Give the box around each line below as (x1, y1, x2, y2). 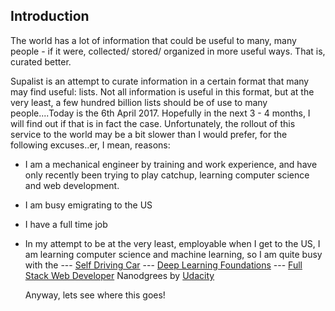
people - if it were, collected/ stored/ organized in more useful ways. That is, (10, 45, 326, 57)
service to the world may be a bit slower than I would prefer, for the (10, 128, 288, 140)
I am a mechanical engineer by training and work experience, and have (24, 158, 318, 170)
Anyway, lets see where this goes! (24, 289, 166, 301)
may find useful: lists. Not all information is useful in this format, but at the (10, 85, 315, 98)
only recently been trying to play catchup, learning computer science (24, 169, 310, 181)
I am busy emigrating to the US (24, 199, 153, 211)
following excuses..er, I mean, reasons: (10, 139, 171, 151)
